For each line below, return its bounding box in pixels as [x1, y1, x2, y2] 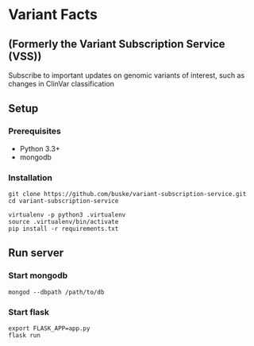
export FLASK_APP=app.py [8, 324, 90, 333]
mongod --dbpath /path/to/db [8, 288, 105, 296]
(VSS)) [8, 49, 42, 63]
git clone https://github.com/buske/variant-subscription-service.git [8, 190, 247, 198]
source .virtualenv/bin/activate [8, 217, 119, 225]
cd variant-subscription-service [8, 197, 119, 205]
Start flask [8, 306, 50, 317]
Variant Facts [8, 6, 98, 24]
